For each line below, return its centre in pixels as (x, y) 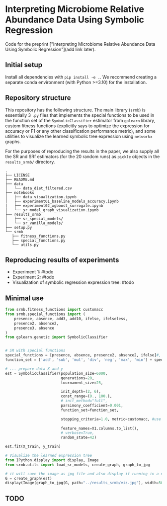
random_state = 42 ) (79, 438)
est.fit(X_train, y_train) (33, 447)
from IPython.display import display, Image (52, 460)
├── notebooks (20, 192)
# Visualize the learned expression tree (49, 456)
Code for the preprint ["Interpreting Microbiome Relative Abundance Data (80, 44)
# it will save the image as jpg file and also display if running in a (82, 474)
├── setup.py (19, 227)
